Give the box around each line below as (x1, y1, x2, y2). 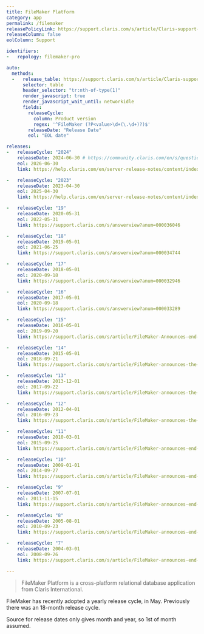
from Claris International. (21, 585, 84, 593)
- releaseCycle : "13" (6, 373, 67, 379)
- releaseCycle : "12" (6, 401, 67, 407)
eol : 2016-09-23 (17, 412, 59, 418)
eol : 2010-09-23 (17, 523, 59, 529)
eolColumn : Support (6, 37, 56, 43)
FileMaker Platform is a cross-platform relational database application (21, 579, 195, 587)
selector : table (22, 81, 64, 88)
